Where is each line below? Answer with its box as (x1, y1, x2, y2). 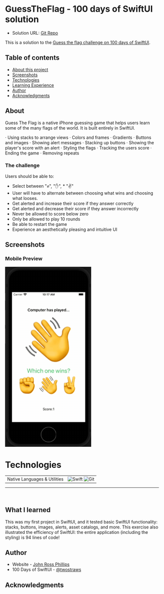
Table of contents (5, 54, 60, 62)
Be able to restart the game (12, 221, 67, 227)
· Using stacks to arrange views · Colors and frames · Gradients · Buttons (5, 134, 151, 140)
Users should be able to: (5, 173, 55, 179)
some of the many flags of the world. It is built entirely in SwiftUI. (5, 125, 135, 131)
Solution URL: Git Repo (12, 30, 59, 36)
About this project (12, 66, 48, 72)
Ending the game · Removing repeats (5, 150, 80, 156)
